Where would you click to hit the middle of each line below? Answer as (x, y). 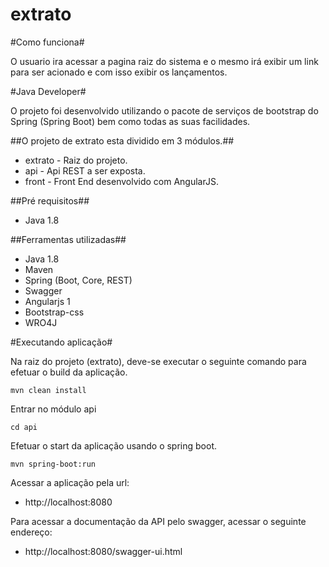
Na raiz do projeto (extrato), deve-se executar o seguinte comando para (158, 361)
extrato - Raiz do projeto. (76, 160)
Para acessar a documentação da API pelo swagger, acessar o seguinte (158, 521)
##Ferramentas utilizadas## (68, 239)
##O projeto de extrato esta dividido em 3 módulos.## (122, 140)
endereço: (31, 532)
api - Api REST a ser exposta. (85, 170)
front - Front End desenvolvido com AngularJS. (121, 181)
